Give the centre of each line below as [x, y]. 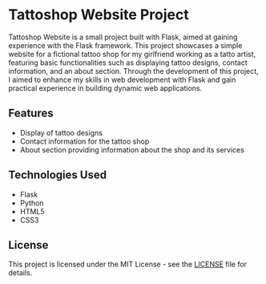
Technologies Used [57, 175]
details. [20, 273]
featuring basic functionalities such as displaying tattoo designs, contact [128, 63]
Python [32, 203]
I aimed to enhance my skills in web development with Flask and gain [122, 79]
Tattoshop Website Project [99, 15]
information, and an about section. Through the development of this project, [133, 71]
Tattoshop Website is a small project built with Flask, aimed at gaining [123, 37]
